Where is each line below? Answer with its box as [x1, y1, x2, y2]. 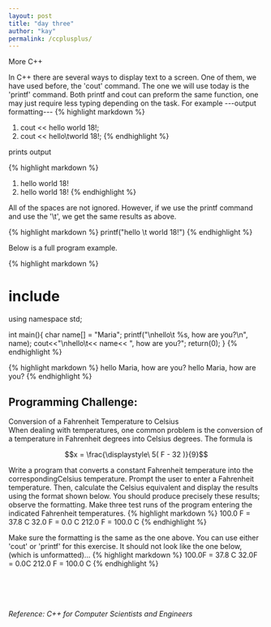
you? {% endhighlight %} [8, 371, 92, 382]
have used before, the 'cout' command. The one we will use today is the [8, 81, 250, 91]
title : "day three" [8, 19, 75, 28]
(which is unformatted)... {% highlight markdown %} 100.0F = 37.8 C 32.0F [8, 550, 258, 560]
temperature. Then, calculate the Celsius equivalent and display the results [8, 482, 259, 492]
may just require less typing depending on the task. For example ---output [8, 98, 257, 108]
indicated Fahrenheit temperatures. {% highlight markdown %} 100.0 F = [8, 508, 252, 518]
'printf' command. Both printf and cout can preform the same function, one [8, 90, 259, 100]
